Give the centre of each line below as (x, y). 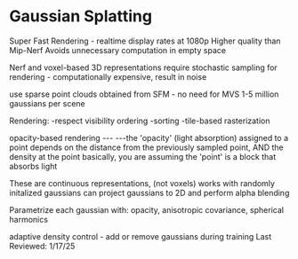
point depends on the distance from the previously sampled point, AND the (147, 147)
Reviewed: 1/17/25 (42, 246)
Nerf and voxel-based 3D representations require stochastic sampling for (143, 67)
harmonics (29, 219)
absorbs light (33, 166)
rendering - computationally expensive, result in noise (108, 76)
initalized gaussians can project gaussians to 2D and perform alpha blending (149, 192)
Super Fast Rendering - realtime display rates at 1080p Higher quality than (145, 41)
